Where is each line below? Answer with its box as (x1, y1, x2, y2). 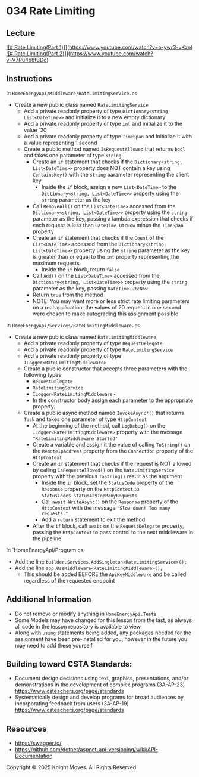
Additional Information (6, 595, 91, 605)
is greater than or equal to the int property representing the (32, 253, 179, 260)
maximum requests (32, 259, 80, 267)
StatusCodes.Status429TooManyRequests (41, 493, 138, 499)
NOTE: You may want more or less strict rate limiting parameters (32, 297, 190, 305)
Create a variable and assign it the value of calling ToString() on (32, 441, 191, 448)
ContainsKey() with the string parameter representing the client (32, 171, 189, 178)
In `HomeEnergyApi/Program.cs (6, 546, 84, 553)
